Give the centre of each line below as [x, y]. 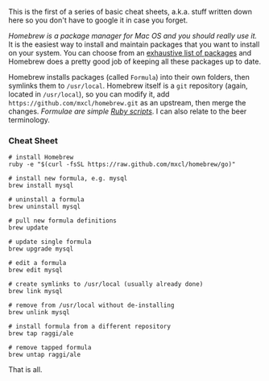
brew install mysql [41, 186]
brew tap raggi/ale [41, 333]
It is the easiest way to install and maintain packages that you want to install [134, 44]
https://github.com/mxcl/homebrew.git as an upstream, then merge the [127, 103]
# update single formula [50, 242]
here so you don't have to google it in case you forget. [98, 20]
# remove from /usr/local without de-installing [91, 305]
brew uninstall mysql [45, 207]
